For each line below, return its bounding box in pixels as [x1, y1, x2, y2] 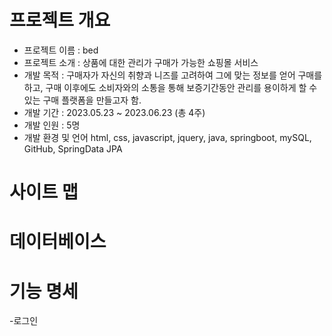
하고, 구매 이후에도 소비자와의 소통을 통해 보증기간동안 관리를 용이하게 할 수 [23, 81, 318, 93]
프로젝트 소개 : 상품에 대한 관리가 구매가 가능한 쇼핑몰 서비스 [23, 56, 259, 68]
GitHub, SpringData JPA [23, 142, 123, 155]
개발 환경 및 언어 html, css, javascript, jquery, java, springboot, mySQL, [23, 131, 312, 143]
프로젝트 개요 [9, 9, 111, 32]
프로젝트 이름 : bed [23, 44, 99, 56]
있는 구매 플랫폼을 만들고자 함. [23, 94, 142, 106]
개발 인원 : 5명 [23, 119, 81, 131]
